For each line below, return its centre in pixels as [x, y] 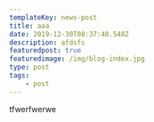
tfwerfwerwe [32, 109]
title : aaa [29, 26]
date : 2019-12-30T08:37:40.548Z [69, 34]
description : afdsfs [48, 42]
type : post [29, 68]
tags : [19, 76]
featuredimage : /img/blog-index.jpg [77, 59]
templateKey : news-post [53, 17]
